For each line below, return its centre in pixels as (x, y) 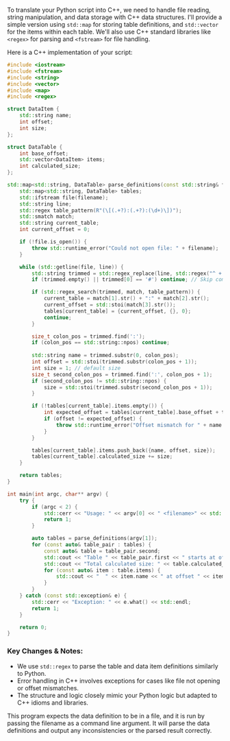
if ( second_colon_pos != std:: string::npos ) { (99, 381)
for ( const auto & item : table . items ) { (102, 570)
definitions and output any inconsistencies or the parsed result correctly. (110, 730)
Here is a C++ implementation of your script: (70, 52)
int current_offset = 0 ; (55, 230)
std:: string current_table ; (59, 223)
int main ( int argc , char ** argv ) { (58, 494)
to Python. (31, 673)
